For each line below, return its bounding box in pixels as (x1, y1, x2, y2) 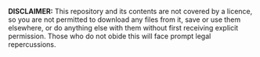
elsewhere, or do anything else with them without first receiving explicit (8, 23, 239, 32)
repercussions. (8, 40, 56, 49)
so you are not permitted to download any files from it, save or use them (8, 15, 241, 24)
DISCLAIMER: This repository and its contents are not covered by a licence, (8, 7, 253, 16)
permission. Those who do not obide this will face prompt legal (8, 31, 211, 41)
